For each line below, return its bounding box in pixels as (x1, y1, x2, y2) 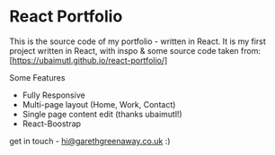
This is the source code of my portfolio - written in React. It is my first (9, 36, 267, 47)
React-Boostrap (22, 118, 82, 129)
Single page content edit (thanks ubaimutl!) (22, 108, 182, 119)
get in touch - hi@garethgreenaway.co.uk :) (9, 135, 171, 146)
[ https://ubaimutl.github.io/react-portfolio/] (9, 55, 168, 65)
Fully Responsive (22, 90, 85, 100)
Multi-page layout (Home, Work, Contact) (22, 99, 176, 109)
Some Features (9, 72, 66, 82)
